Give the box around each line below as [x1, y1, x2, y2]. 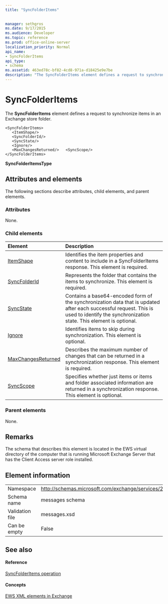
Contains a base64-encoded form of [65, 292, 152, 299]
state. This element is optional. [65, 317, 137, 324]
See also [5, 545, 32, 554]
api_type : [5, 58, 26, 63]
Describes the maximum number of [65, 346, 148, 353]
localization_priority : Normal [5, 44, 70, 49]
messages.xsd [40, 511, 75, 518]
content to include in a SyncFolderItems [65, 257, 158, 264]
